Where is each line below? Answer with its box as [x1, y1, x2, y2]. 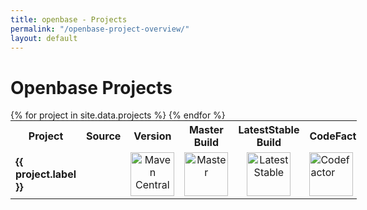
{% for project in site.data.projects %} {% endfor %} [10, 109, 226, 121]
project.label [15, 167, 77, 181]
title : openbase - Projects [10, 14, 128, 25]
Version [133, 129, 172, 143]
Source [86, 129, 122, 143]
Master [188, 123, 224, 137]
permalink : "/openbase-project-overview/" [10, 24, 190, 34]
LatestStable [238, 123, 300, 137]
